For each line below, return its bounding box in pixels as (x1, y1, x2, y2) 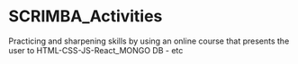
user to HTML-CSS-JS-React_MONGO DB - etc (8, 44, 184, 55)
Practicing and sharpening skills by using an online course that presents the (8, 36, 290, 46)
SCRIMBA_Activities (8, 6, 163, 27)
